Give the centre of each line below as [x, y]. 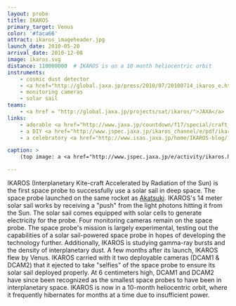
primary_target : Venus [40, 27]
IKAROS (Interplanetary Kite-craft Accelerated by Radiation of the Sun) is [113, 183]
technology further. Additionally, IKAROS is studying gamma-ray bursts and [116, 242]
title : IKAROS [28, 20]
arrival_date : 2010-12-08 [45, 53]
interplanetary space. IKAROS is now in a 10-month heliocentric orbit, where [117, 287]
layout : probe [28, 14]
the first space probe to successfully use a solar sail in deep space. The [111, 191]
